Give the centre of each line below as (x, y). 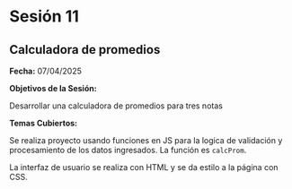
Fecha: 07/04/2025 (46, 71)
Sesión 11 (44, 17)
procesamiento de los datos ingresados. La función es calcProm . (128, 150)
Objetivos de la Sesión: (53, 88)
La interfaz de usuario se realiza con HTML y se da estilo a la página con (144, 167)
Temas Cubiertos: (44, 123)
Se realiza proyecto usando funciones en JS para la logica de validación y (146, 140)
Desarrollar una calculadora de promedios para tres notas (116, 106)
